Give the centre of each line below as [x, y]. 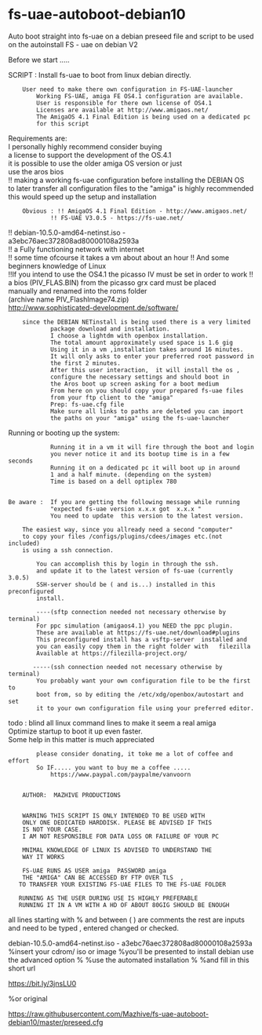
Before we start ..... [39, 60]
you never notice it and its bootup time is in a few [140, 454]
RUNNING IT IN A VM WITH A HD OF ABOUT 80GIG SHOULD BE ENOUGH [124, 905]
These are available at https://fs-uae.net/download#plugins [138, 633]
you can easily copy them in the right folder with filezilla [144, 646]
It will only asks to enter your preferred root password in [152, 356]
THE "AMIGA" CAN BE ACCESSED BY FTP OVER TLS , [103, 877]
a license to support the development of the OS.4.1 [90, 155]
